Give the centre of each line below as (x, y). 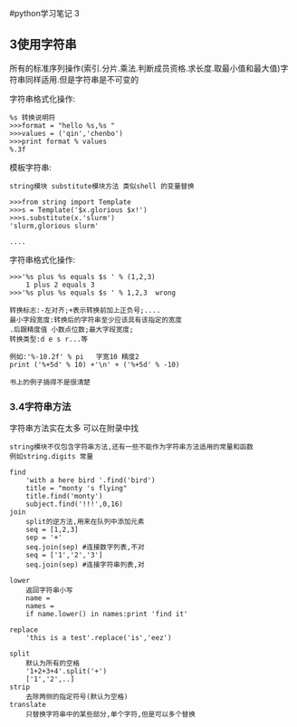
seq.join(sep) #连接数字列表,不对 (85, 548)
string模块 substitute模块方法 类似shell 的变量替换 (102, 186)
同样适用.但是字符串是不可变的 (82, 79)
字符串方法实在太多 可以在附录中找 (74, 428)
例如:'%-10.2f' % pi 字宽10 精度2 (74, 356)
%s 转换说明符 (33, 117)
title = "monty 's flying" (77, 489)
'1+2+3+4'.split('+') (66, 672)
